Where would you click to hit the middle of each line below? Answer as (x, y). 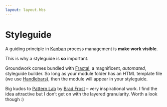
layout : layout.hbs (26, 10)
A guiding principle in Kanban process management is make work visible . (81, 49)
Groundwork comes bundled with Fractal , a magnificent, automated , (76, 68)
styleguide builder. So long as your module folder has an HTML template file (84, 73)
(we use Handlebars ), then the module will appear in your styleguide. (76, 79)
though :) (15, 99)
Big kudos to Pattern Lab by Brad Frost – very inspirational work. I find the (81, 88)
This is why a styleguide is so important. (47, 58)
